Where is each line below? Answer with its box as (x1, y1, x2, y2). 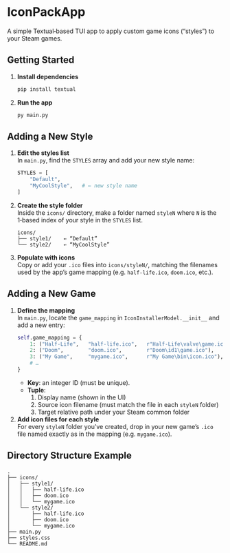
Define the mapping (16, 306, 76, 314)
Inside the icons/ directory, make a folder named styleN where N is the (16, 208, 217, 217)
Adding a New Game (7, 288, 96, 300)
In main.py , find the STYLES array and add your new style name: (16, 156, 195, 165)
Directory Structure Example (7, 450, 133, 461)
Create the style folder (16, 201, 83, 209)
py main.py (16, 112, 49, 118)
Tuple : (27, 386, 46, 394)
